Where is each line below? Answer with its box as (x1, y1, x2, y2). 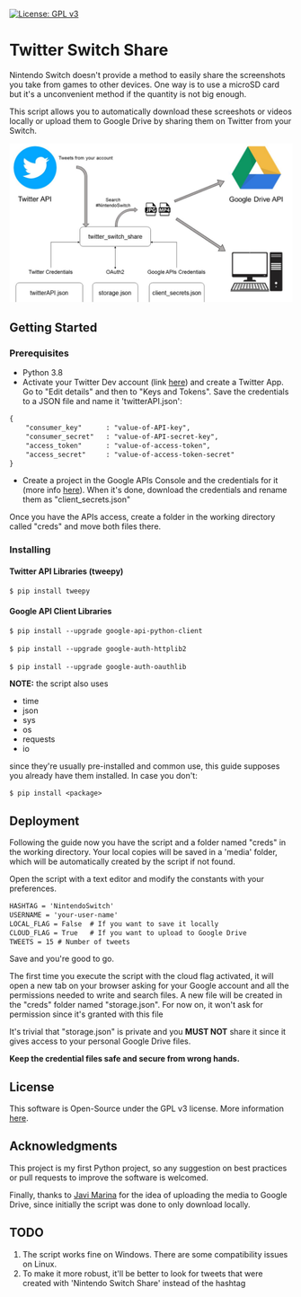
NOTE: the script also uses (9, 678, 109, 689)
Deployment (9, 813, 80, 828)
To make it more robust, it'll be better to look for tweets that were (22, 1267, 263, 1279)
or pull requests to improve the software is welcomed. (9, 1172, 208, 1183)
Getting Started (9, 320, 98, 335)
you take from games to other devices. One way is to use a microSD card (9, 79, 280, 90)
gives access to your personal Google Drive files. (9, 1036, 191, 1046)
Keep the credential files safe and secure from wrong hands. (9, 1054, 240, 1064)
